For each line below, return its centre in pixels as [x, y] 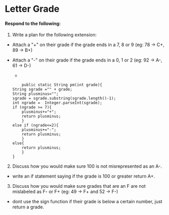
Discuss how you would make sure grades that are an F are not [79, 186]
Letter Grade [32, 9]
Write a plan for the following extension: [54, 35]
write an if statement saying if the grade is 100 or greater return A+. [83, 176]
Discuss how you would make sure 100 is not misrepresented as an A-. [87, 166]
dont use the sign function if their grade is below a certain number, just [87, 202]
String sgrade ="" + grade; [42, 90]
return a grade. [28, 207]
